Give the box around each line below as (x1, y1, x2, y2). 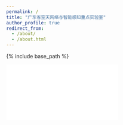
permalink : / (6, 8, 39, 15)
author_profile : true (6, 20, 60, 26)
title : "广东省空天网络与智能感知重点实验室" (6, 14, 106, 20)
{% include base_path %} (6, 53, 69, 60)
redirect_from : (6, 25, 44, 32)
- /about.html (11, 36, 47, 42)
